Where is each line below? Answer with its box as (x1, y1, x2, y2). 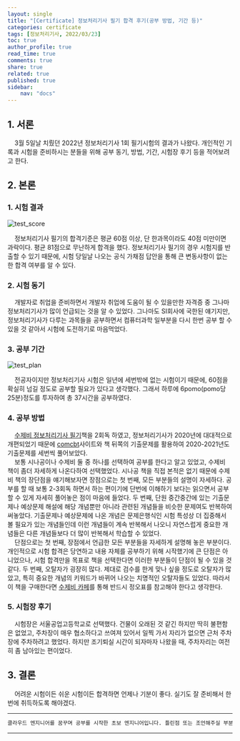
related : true (7, 70, 50, 77)
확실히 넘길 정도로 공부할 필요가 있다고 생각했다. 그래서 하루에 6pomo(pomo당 (7, 385, 226, 393)
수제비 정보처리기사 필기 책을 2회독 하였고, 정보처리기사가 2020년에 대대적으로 (14, 430, 232, 439)
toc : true (7, 37, 37, 44)
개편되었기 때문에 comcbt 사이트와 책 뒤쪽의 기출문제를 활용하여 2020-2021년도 (7, 440, 230, 448)
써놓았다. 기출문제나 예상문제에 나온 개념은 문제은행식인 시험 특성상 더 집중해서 (7, 511, 227, 520)
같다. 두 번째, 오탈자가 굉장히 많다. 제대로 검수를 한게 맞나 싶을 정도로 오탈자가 (7, 565, 224, 573)
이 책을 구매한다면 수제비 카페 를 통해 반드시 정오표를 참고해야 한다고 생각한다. (7, 583, 223, 591)
